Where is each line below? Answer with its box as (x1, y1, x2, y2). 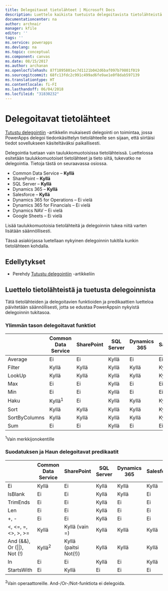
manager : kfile (5, 26, 37, 31)
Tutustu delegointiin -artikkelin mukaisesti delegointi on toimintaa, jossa (5, 129, 152, 135)
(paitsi (64, 544, 79, 551)
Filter (7, 364, 20, 371)
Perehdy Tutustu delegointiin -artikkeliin (12, 271, 95, 277)
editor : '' (5, 31, 28, 36)
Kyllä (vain (64, 523, 89, 530)
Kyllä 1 (49, 397, 63, 404)
